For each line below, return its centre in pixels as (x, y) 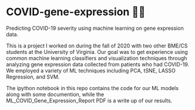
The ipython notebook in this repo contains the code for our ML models (93, 88)
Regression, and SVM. (33, 77)
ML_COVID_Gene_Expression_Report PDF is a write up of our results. (89, 100)
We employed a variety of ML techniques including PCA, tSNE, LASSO (91, 70)
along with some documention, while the (55, 94)
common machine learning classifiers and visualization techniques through (97, 58)
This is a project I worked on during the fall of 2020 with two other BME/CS (97, 46)
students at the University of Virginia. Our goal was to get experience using (97, 51)
